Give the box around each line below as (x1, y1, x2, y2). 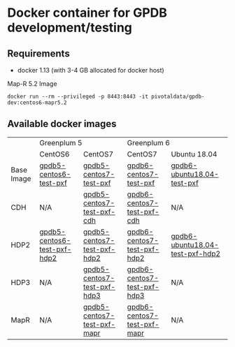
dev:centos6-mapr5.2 (7, 99, 68, 106)
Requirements (7, 47, 70, 59)
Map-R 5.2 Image (7, 80, 57, 88)
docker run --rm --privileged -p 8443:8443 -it (7, 93, 149, 100)
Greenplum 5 (39, 138, 83, 147)
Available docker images (7, 118, 117, 130)
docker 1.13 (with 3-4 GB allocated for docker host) (17, 66, 164, 74)
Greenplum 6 (127, 138, 170, 147)
